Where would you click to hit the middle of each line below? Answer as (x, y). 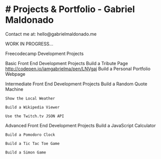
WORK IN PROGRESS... (29, 43)
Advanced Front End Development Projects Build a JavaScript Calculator (81, 125)
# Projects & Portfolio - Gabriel (70, 9)
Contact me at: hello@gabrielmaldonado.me (51, 34)
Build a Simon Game (26, 152)
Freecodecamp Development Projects (45, 54)
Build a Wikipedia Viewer (32, 107)
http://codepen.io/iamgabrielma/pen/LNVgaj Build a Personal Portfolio (78, 69)
